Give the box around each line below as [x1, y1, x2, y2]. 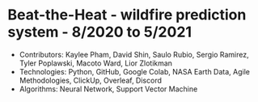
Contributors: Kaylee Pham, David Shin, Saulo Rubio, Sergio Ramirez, [19, 49, 249, 59]
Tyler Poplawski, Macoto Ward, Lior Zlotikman [19, 58, 173, 68]
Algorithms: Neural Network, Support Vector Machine [19, 83, 198, 94]
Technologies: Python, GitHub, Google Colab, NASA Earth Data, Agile [19, 66, 250, 76]
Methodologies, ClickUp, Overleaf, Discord [19, 75, 163, 85]
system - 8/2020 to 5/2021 [7, 23, 192, 41]
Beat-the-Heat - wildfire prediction [7, 6, 247, 24]
